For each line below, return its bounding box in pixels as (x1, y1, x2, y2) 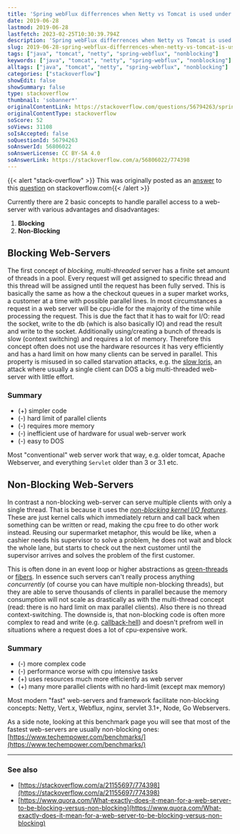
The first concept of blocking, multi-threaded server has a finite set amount (7, 266, 230, 275)
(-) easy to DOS (17, 436, 64, 445)
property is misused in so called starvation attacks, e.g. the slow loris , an (7, 357, 222, 366)
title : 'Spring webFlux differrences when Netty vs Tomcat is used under (7, 10, 232, 18)
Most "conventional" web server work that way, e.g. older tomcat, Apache (7, 451, 226, 459)
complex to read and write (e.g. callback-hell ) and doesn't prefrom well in (7, 618, 224, 626)
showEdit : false (7, 76, 56, 84)
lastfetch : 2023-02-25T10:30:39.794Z (7, 30, 120, 38)
